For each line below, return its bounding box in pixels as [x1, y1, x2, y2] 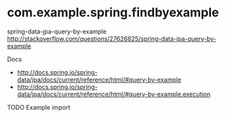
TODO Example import [7, 103, 71, 111]
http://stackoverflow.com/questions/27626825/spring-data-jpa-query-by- [7, 34, 216, 42]
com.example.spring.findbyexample [7, 5, 219, 20]
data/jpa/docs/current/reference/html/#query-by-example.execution [16, 90, 211, 98]
